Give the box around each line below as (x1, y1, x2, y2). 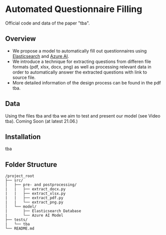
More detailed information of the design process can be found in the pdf (12, 79, 161, 85)
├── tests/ (5, 217, 28, 222)
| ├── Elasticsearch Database (5, 208, 81, 213)
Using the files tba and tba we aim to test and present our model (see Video (5, 112, 161, 118)
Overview (5, 34, 36, 43)
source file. (12, 74, 36, 80)
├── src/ (5, 178, 23, 183)
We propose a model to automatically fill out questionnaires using (12, 47, 147, 53)
